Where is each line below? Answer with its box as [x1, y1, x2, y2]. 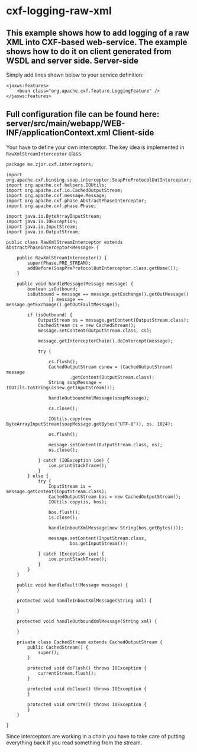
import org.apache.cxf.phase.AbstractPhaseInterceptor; [6, 198, 147, 204]
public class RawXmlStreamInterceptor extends [6, 239, 123, 245]
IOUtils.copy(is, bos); [48, 499, 108, 505]
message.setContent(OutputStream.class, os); [48, 442, 163, 448]
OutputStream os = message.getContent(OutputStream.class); [37, 317, 189, 323]
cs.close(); [48, 405, 78, 411]
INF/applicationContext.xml [6, 128, 111, 138]
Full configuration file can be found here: [6, 109, 160, 119]
